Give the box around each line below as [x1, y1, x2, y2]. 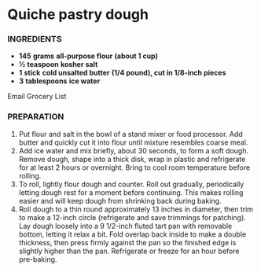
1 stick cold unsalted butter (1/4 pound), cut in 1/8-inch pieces [18, 68, 226, 78]
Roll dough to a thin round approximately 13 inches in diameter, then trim [18, 204, 253, 214]
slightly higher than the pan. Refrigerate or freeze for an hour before [18, 246, 240, 255]
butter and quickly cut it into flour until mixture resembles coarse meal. [18, 138, 248, 147]
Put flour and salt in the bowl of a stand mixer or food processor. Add [18, 129, 243, 138]
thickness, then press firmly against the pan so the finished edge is [18, 237, 237, 247]
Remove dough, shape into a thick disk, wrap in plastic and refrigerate [18, 154, 246, 164]
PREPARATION [7, 112, 64, 123]
